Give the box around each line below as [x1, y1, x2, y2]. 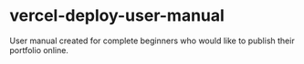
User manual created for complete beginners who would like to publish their [9, 35, 295, 46]
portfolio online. [9, 44, 68, 55]
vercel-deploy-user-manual [9, 5, 225, 26]
